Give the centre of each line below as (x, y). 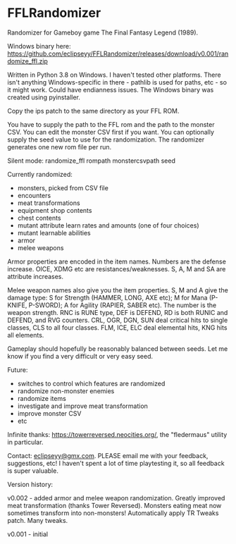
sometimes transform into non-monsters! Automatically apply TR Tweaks (113, 513)
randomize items (42, 398)
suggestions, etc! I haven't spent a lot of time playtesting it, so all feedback (116, 463)
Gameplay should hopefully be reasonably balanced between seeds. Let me (118, 348)
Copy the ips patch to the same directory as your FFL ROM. (93, 111)
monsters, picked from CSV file (63, 187)
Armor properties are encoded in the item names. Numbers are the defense (117, 261)
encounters (34, 195)
